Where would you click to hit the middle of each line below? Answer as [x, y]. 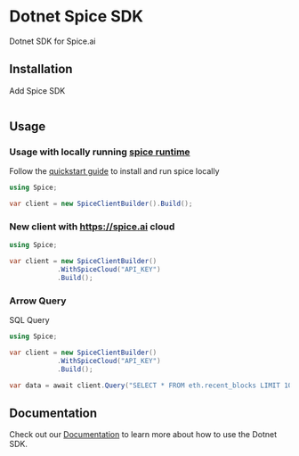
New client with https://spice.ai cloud [92, 227]
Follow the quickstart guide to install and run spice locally [114, 171]
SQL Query [30, 320]
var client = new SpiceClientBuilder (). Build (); [101, 204]
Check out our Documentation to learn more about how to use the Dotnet [143, 435]
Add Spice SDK [37, 90]
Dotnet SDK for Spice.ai [53, 41]
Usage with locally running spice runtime [100, 152]
